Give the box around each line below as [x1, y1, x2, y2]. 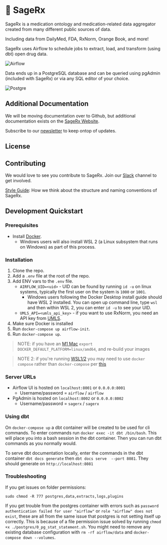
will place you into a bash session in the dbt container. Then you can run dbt [5, 435, 162, 441]
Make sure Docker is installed [12, 320, 73, 326]
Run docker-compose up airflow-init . [12, 326, 91, 332]
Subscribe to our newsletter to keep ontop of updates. [5, 128, 117, 134]
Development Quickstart [5, 207, 83, 216]
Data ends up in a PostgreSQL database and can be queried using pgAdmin [5, 70, 161, 76]
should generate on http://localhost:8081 [5, 460, 94, 466]
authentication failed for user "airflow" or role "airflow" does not [5, 508, 153, 514]
